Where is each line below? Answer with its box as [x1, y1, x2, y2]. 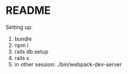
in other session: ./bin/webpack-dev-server [14, 61, 123, 68]
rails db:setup [14, 48, 49, 55]
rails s [14, 54, 29, 61]
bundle [14, 35, 32, 42]
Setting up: [5, 23, 33, 31]
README [5, 4, 51, 17]
